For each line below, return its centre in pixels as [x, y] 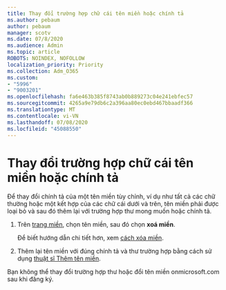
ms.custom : [23, 77]
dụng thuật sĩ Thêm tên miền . [59, 258]
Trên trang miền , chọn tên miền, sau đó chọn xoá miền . [96, 225]
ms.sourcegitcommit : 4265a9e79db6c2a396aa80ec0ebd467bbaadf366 [100, 103]
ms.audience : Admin [35, 45]
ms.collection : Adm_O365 [43, 71]
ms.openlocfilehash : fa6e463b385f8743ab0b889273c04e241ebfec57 [100, 97]
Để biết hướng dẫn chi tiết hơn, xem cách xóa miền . [90, 238]
